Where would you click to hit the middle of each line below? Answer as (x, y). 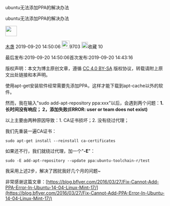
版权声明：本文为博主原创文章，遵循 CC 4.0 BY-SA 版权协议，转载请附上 (82, 68)
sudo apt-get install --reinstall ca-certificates (60, 141)
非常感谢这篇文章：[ (26, 182)
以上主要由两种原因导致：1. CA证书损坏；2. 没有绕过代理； (67, 120)
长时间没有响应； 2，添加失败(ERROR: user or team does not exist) (77, 109)
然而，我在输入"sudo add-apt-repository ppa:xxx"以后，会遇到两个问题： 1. (84, 103)
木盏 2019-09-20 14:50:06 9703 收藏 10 (54, 47)
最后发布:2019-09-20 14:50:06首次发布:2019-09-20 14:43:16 (69, 57)
